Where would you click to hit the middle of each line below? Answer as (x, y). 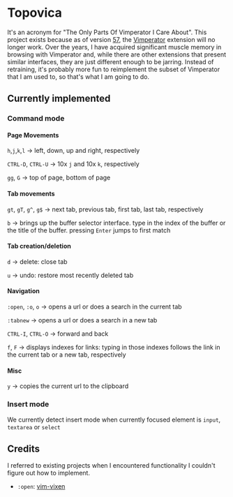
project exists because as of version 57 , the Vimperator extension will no (111, 39)
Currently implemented (59, 99)
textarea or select (34, 426)
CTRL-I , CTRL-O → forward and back (58, 334)
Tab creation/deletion (39, 246)
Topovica (35, 13)
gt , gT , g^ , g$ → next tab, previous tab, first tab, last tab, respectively (105, 209)
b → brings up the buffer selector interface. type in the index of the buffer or (116, 223)
